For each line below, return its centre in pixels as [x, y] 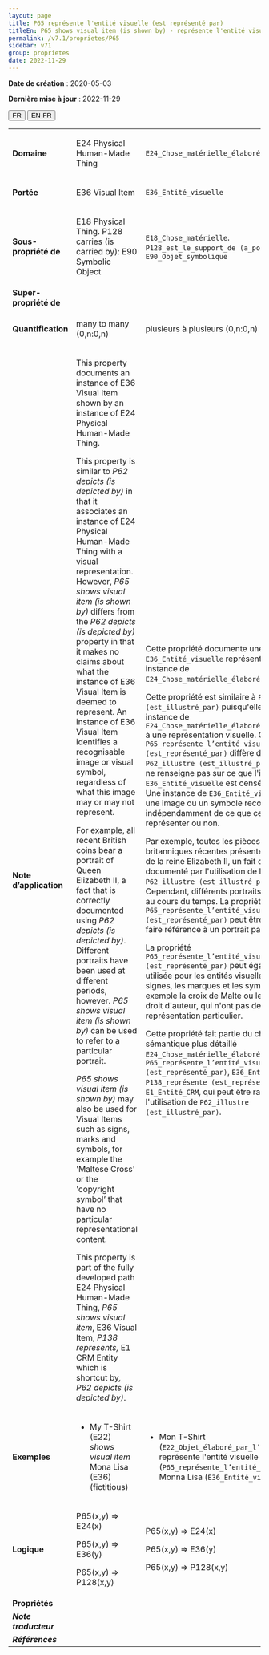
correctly [93, 900]
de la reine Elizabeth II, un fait [201, 861]
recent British [101, 840]
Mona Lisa [109, 1466]
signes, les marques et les [194, 985]
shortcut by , [98, 1377]
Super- [27, 292]
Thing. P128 [99, 231]
